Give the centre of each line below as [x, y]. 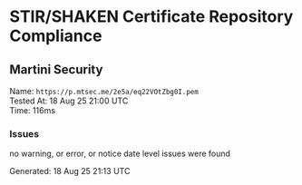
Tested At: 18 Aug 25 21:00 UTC [69, 101]
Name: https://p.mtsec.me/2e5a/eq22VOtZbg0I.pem [104, 91]
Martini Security [56, 69]
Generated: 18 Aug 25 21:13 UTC [70, 171]
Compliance [56, 36]
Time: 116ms [33, 110]
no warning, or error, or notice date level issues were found [120, 154]
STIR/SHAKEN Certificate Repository [151, 17]
